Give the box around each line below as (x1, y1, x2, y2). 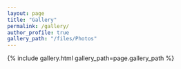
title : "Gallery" (7, 16, 57, 23)
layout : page (7, 10, 45, 17)
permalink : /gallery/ (7, 23, 70, 29)
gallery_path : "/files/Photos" (7, 36, 97, 42)
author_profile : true (7, 29, 70, 36)
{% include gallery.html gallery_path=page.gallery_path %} (7, 54, 175, 62)
